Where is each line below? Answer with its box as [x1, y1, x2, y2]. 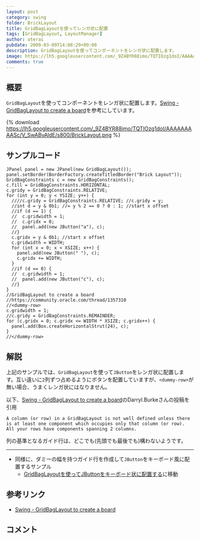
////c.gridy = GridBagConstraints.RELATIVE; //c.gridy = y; [11, 198, 164, 204]
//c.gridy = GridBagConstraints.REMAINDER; [6, 313, 116, 319]
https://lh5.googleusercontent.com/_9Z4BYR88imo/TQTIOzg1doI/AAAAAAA [6, 125, 192, 132]
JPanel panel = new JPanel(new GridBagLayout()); [6, 167, 132, 173]
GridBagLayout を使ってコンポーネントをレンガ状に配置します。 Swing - [6, 99, 180, 106]
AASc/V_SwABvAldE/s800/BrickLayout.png [6, 131, 112, 139]
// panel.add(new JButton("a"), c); [11, 224, 105, 230]
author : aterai [6, 36, 44, 42]
